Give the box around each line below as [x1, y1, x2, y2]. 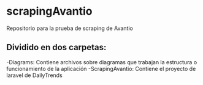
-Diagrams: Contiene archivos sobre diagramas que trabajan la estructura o [6, 58, 197, 65]
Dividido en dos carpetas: [6, 42, 107, 53]
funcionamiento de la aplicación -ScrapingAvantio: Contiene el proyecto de [6, 65, 196, 72]
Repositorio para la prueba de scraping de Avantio [6, 24, 133, 32]
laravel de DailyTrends [6, 72, 63, 79]
